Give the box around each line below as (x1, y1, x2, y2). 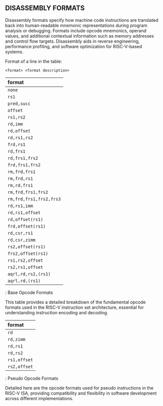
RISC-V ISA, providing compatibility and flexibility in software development (5, 390, 157, 396)
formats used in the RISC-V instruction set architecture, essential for (5, 304, 144, 310)
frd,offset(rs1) (7, 223, 46, 229)
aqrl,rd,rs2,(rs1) (7, 271, 51, 277)
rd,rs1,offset (7, 210, 41, 215)
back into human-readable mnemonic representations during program (5, 22, 148, 28)
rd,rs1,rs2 (7, 135, 33, 140)
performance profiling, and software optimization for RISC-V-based (5, 43, 142, 49)
